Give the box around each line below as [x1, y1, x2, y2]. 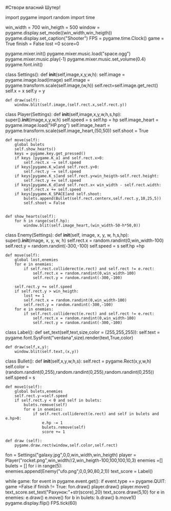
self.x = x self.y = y [5, 88, 45, 94]
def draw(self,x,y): [5, 345, 50, 350]
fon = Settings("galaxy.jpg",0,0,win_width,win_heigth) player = [5, 452, 137, 458]
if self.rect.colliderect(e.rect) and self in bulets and [32, 411, 159, 417]
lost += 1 [24, 293, 45, 298]
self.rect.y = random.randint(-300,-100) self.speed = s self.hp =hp [5, 243, 145, 249]
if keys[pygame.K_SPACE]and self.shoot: [14, 192, 102, 197]
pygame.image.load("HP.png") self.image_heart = [5, 122, 111, 128]
